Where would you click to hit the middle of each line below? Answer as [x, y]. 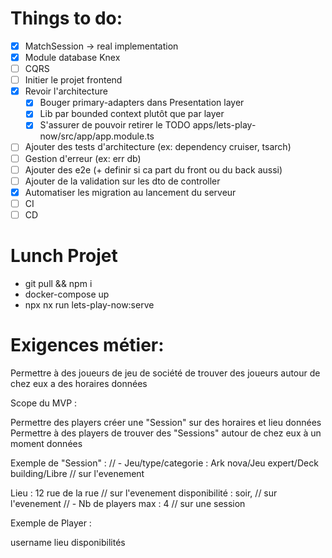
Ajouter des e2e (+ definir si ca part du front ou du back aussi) [153, 169]
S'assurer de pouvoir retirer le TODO [115, 125]
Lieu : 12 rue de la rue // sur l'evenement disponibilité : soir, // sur [144, 493]
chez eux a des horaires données [79, 383]
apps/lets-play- [224, 125]
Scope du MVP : [44, 403]
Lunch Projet [64, 256]
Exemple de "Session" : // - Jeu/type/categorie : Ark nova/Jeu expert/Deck [164, 463]
